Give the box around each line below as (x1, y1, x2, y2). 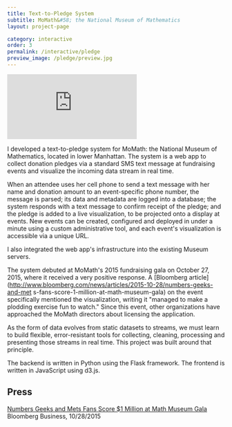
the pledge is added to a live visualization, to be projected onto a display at (7, 209, 220, 218)
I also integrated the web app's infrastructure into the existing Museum (7, 245, 209, 253)
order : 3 (7, 42, 32, 49)
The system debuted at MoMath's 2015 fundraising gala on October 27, (7, 266, 210, 274)
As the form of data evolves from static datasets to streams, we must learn (7, 323, 220, 331)
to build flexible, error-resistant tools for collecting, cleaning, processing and (7, 330, 225, 339)
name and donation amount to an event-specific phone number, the (7, 188, 200, 196)
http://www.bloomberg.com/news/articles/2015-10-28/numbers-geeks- (9, 280, 213, 289)
